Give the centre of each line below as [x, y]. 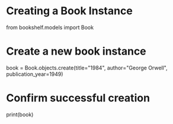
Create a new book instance [76, 51]
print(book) [20, 115]
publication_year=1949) [35, 74]
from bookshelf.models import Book [50, 27]
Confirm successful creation [78, 98]
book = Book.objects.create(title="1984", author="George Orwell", [87, 68]
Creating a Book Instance [70, 11]
